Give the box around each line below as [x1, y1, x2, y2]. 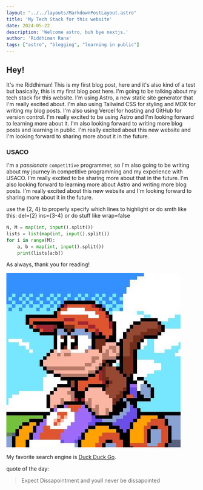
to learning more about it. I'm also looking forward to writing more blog [6, 119, 183, 127]
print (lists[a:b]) [17, 250, 64, 256]
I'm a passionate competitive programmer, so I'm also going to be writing [6, 161, 190, 169]
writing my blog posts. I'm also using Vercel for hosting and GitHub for [6, 107, 182, 114]
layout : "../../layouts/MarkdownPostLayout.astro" [6, 10, 137, 16]
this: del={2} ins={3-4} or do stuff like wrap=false [6, 212, 130, 220]
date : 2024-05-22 [6, 22, 50, 29]
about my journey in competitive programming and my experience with [6, 168, 183, 175]
